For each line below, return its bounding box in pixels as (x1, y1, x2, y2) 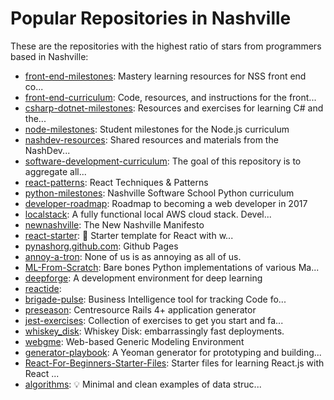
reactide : (24, 282, 62, 294)
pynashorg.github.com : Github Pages (24, 240, 179, 252)
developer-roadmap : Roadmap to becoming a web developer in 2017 (24, 197, 308, 209)
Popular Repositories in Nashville (10, 7, 292, 30)
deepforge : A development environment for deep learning (24, 272, 263, 284)
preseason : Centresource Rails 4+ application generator (24, 303, 257, 316)
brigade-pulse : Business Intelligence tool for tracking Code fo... (24, 293, 287, 305)
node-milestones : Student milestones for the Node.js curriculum (24, 123, 290, 135)
